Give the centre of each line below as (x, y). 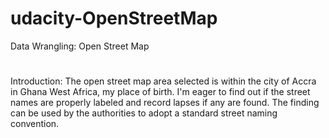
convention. (35, 124)
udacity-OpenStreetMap (114, 18)
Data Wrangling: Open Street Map (80, 46)
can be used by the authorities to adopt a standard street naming (144, 113)
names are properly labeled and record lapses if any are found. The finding (165, 103)
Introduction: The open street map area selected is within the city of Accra (163, 81)
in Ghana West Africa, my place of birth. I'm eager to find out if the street (160, 92)
